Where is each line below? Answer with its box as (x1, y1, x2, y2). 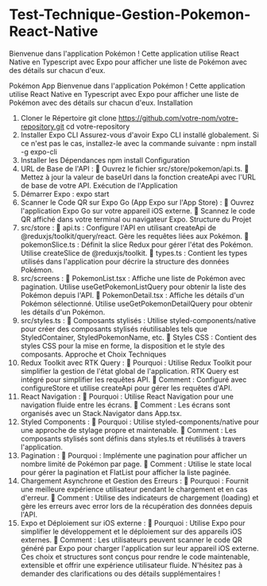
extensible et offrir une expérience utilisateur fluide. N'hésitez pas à (20, 560, 243, 569)
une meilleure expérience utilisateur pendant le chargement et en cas (20, 484, 248, 494)
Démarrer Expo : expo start (20, 189, 110, 199)
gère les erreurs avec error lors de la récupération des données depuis (20, 501, 253, 511)
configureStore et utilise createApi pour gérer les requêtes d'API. (20, 383, 233, 392)
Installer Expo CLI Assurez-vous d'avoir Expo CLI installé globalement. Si (20, 129, 259, 140)
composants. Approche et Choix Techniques (20, 349, 167, 359)
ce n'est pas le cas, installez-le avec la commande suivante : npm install (20, 138, 257, 148)
